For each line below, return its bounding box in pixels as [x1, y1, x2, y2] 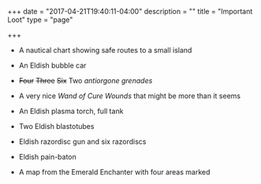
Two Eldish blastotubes [18, 122, 95, 131]
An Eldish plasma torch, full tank [18, 106, 124, 116]
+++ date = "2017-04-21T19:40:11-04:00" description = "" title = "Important [7, 7, 253, 16]
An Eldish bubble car [18, 61, 87, 70]
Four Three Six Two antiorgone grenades [18, 76, 153, 85]
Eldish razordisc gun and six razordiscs [18, 137, 147, 146]
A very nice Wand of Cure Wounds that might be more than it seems [18, 91, 241, 101]
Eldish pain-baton [18, 153, 76, 161]
